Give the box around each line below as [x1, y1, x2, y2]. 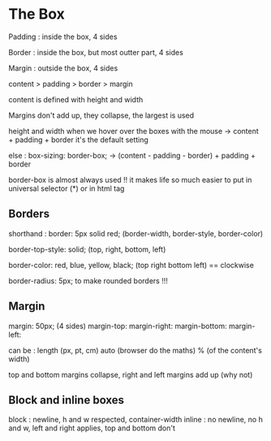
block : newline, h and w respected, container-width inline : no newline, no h [8, 415, 264, 425]
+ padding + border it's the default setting [8, 135, 148, 145]
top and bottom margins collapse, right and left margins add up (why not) [8, 370, 253, 379]
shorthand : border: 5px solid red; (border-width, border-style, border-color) [8, 228, 264, 238]
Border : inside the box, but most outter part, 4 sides [8, 47, 184, 57]
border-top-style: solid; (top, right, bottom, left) [8, 244, 166, 254]
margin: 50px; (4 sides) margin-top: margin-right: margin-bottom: [8, 321, 227, 331]
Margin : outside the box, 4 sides [8, 63, 118, 73]
